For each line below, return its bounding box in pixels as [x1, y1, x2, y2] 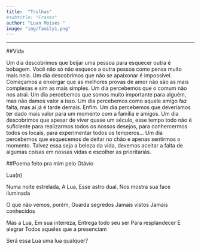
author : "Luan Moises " [6, 20, 66, 26]
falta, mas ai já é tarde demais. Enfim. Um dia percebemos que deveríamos [6, 104, 191, 111]
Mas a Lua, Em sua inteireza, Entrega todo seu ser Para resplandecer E [6, 219, 181, 227]
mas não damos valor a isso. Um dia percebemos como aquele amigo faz [6, 97, 187, 105]
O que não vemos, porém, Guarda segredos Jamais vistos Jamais [6, 201, 169, 209]
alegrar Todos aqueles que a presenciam [6, 225, 107, 233]
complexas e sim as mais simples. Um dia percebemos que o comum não [6, 85, 187, 92]
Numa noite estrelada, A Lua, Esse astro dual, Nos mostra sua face [6, 183, 171, 191]
